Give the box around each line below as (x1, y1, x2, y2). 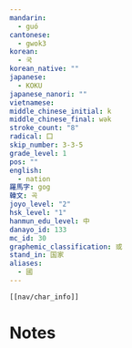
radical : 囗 (9, 132, 54, 141)
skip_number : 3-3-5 (9, 140, 84, 149)
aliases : (9, 259, 43, 269)
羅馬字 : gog (9, 183, 51, 192)
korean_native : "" (9, 65, 79, 74)
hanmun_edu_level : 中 (9, 216, 90, 226)
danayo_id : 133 (9, 225, 67, 234)
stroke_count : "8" (9, 124, 79, 133)
